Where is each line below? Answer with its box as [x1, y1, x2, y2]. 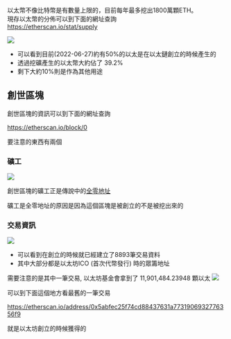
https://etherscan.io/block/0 [7, 123, 88, 131]
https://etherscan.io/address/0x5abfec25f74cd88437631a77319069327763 [7, 303, 224, 311]
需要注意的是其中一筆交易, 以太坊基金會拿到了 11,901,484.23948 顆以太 [7, 274, 211, 283]
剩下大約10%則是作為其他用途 [17, 67, 103, 75]
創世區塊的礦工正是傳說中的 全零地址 [7, 187, 111, 195]
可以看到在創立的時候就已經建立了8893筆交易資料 [17, 251, 161, 259]
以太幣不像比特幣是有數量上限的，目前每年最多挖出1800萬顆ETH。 [7, 6, 198, 14]
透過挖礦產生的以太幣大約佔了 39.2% [17, 58, 123, 67]
